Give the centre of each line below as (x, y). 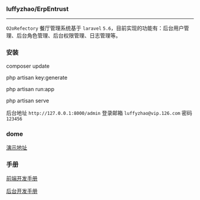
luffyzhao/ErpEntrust (37, 9)
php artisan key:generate (37, 77)
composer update (28, 66)
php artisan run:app (30, 89)
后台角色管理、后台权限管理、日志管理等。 (68, 36)
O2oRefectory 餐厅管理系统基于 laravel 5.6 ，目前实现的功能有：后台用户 (95, 28)
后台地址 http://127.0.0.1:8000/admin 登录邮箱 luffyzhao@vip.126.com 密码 (99, 112)
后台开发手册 (22, 191)
